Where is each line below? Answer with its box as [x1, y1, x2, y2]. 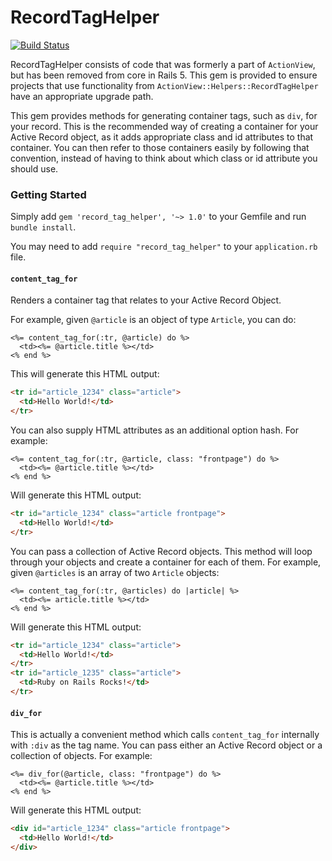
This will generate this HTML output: [10, 368, 160, 380]
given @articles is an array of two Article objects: [10, 566, 220, 578]
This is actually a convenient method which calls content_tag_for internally [10, 729, 320, 741]
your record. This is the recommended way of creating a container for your [10, 120, 319, 132]
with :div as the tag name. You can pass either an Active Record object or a [10, 739, 323, 751]
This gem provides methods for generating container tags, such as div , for [10, 109, 318, 121]
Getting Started [10, 187, 87, 201]
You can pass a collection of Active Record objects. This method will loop [10, 545, 313, 557]
